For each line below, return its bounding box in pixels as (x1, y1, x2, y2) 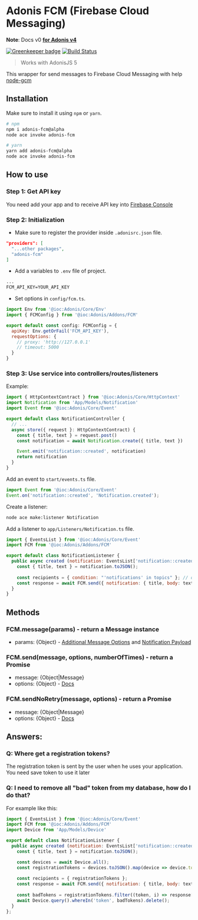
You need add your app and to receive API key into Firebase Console (6, 201, 173, 208)
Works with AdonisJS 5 (20, 59, 78, 66)
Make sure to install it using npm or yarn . (6, 109, 102, 116)
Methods (6, 607, 40, 617)
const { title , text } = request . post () (16, 432, 117, 438)
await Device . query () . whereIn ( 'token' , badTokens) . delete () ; (16, 898, 170, 903)
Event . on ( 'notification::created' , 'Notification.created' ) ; (6, 492, 160, 498)
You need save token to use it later (6, 769, 90, 776)
